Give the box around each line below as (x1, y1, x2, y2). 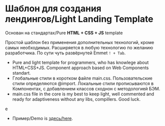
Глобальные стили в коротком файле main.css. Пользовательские (12, 75, 153, 81)
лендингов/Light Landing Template (5, 13, 154, 25)
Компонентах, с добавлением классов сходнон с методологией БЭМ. (12, 85, 161, 91)
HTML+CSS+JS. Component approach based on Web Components (12, 65, 149, 71)
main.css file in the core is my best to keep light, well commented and (12, 91, 155, 97)
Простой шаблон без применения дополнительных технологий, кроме (5, 39, 155, 45)
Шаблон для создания (5, 3, 102, 14)
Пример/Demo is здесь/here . (12, 115, 73, 121)
